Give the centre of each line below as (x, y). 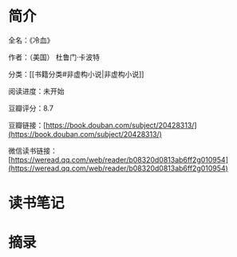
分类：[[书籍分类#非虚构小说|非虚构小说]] (76, 74)
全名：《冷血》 (31, 40)
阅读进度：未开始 (36, 91)
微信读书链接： (33, 151)
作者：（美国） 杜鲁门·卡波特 (54, 57)
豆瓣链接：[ (27, 125)
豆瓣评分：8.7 (31, 108)
